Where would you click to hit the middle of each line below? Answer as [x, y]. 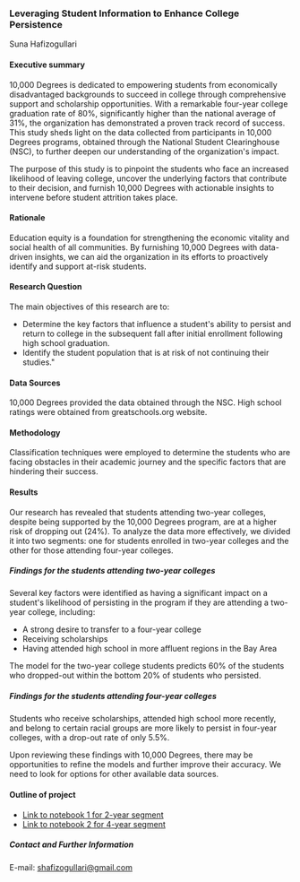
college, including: [61, 612]
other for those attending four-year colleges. [91, 550]
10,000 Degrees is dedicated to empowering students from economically [143, 84]
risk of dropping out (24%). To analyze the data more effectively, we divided [150, 531]
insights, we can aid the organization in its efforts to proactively [151, 256]
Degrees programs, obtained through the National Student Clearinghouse [145, 142]
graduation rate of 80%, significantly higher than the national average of [142, 113]
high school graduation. [66, 342]
